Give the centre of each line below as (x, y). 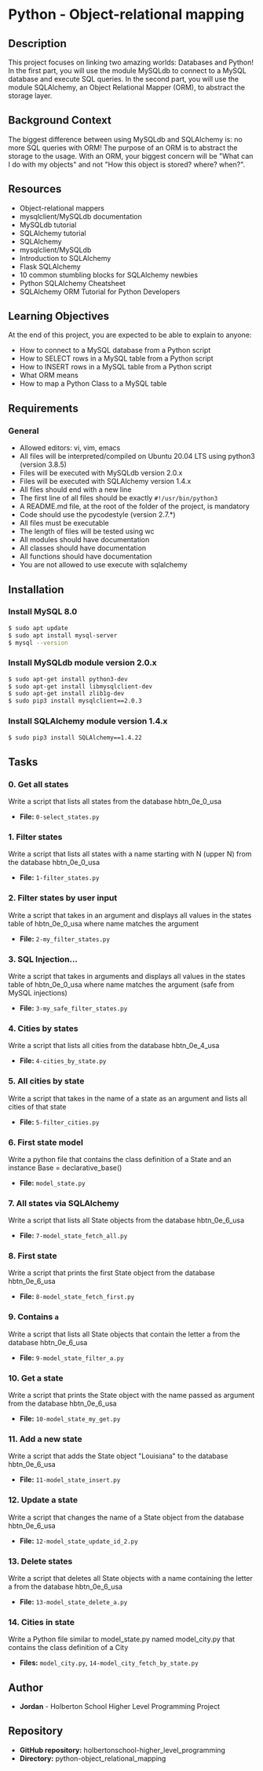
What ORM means (49, 376)
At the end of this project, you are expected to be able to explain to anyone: (130, 335)
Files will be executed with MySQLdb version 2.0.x (101, 473)
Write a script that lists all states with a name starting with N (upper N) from (130, 854)
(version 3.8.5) (43, 464)
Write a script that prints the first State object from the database (111, 1273)
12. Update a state (43, 1500)
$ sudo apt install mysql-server (63, 635)
